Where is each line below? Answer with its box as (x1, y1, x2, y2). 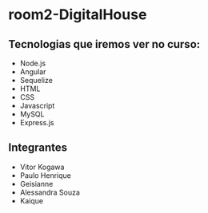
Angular (19, 67, 46, 77)
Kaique (19, 195, 44, 205)
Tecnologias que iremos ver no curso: (8, 37, 201, 51)
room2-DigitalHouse (8, 6, 147, 24)
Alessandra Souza (19, 187, 80, 197)
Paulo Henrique (19, 170, 72, 180)
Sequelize (19, 76, 54, 85)
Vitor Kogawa (19, 162, 65, 172)
